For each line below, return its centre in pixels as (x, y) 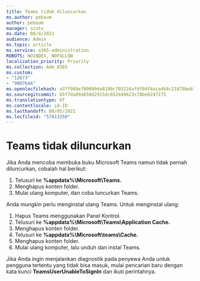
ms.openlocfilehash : (32, 89)
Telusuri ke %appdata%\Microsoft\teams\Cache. (76, 235)
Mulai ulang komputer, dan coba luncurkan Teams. (77, 193)
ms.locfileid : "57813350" (38, 116)
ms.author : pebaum (29, 17)
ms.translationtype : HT (36, 100)
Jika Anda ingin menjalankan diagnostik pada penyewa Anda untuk (88, 259)
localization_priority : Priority (48, 61)
